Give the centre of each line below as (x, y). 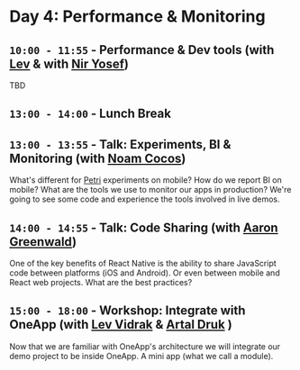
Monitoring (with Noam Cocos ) (98, 158)
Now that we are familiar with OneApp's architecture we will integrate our (145, 346)
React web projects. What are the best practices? (101, 283)
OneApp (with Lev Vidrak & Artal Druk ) (121, 325)
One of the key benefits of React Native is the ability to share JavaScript (143, 264)
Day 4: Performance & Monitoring (137, 17)
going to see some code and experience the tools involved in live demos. (145, 199)
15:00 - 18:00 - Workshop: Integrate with (127, 311)
